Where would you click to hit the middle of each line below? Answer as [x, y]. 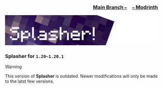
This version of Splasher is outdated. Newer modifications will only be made [81, 76]
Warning [13, 67]
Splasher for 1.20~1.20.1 [34, 56]
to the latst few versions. [30, 81]
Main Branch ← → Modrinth [125, 7]
